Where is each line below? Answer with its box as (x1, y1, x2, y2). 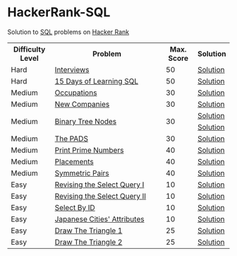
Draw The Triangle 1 (54, 226, 123, 235)
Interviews (54, 64, 90, 74)
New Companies (54, 99, 110, 109)
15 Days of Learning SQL (54, 76, 139, 86)
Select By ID (54, 202, 95, 212)
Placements (54, 156, 94, 166)
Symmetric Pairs (54, 168, 109, 178)
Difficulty (13, 44, 46, 54)
